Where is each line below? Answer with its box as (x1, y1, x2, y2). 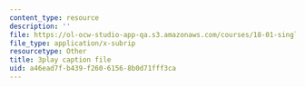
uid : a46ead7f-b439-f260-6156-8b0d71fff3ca (9, 64, 177, 73)
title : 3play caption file (9, 55, 112, 64)
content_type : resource (9, 13, 100, 23)
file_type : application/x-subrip (9, 38, 136, 48)
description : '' (9, 22, 71, 31)
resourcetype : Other (9, 47, 88, 56)
